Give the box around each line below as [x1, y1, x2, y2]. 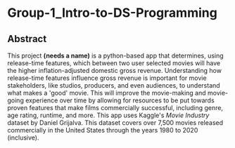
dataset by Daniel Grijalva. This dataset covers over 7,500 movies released [7, 119, 224, 127]
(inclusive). [7, 133, 39, 142]
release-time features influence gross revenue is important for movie [7, 74, 207, 82]
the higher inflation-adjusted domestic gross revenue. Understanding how [7, 67, 222, 74]
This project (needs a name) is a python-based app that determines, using [7, 51, 224, 60]
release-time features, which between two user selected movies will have [7, 59, 220, 67]
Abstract [7, 33, 47, 45]
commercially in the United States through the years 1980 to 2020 [7, 126, 198, 134]
